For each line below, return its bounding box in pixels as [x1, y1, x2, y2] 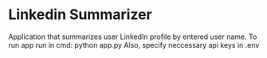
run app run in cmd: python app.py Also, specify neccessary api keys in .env [8, 40, 260, 49]
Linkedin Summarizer [8, 6, 153, 24]
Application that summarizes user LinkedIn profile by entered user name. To [8, 32, 257, 41]
